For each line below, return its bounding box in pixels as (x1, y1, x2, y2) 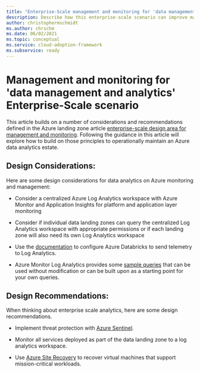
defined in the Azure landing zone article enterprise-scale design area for (6, 125, 186, 132)
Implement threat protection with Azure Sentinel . (14, 324, 134, 331)
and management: (6, 183, 51, 190)
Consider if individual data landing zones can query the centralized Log (14, 219, 190, 226)
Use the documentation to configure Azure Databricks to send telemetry (14, 243, 192, 250)
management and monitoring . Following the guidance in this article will (6, 131, 179, 138)
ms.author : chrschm (6, 25, 55, 32)
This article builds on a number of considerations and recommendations (6, 118, 183, 125)
